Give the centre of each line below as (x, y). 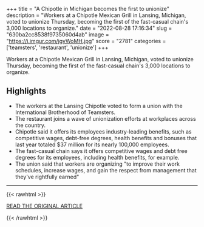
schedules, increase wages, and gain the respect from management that (106, 170)
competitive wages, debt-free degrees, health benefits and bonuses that (106, 138)
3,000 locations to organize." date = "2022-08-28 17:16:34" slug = (89, 28)
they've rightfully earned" (47, 177)
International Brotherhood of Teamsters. (65, 112)
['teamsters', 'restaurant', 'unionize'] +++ (58, 47)
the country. (30, 125)
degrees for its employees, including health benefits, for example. (97, 157)
